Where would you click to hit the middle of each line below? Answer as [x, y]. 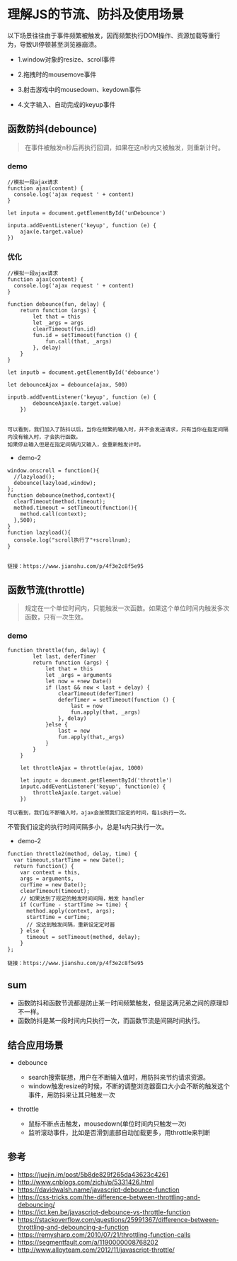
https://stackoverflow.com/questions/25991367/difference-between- [118, 1219]
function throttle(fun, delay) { [57, 651]
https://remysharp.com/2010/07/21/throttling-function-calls [104, 1234]
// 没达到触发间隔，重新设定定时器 [70, 925]
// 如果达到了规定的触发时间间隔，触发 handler [82, 899]
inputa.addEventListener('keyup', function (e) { [82, 226]
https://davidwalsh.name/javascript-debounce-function [98, 1189]
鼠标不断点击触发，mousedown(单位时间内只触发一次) [107, 1124]
